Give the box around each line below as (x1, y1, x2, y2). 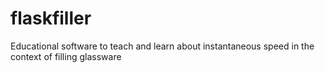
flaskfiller (10, 7, 92, 30)
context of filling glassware (10, 50, 122, 62)
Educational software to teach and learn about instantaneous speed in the (10, 40, 315, 52)
